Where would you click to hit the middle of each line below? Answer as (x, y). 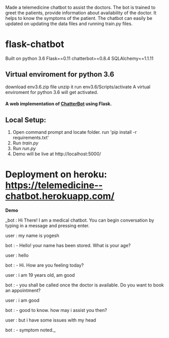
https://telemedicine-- (54, 185)
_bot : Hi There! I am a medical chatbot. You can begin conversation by (80, 220)
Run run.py (24, 149)
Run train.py (26, 143)
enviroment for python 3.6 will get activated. (52, 92)
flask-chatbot (35, 44)
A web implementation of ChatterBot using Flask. (59, 104)
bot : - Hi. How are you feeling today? (45, 265)
